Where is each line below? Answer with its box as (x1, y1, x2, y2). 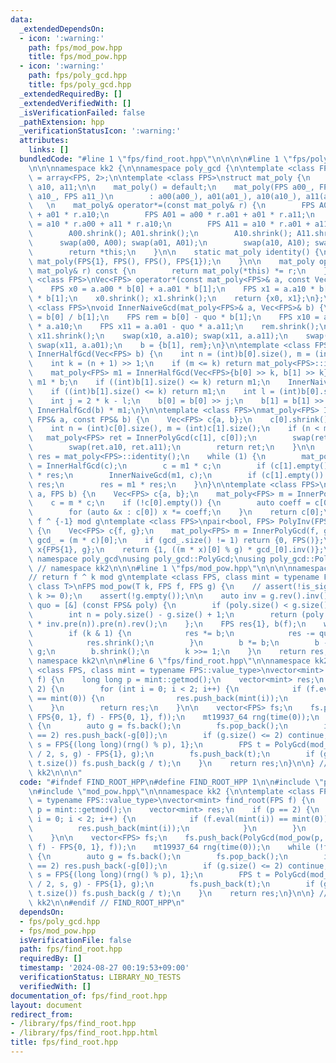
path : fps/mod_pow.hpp (28, 42, 123, 53)
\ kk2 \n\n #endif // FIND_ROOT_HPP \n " (28, 898, 186, 908)
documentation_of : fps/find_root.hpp (10, 991, 168, 1001)
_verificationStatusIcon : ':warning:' (19, 126, 182, 136)
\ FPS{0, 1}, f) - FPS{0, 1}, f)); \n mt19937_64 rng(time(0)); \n (28, 712, 320, 722)
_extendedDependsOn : (19, 24, 105, 34)
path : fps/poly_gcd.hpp (28, 71, 128, 81)
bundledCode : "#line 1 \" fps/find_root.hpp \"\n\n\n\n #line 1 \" (19, 154, 293, 164)
